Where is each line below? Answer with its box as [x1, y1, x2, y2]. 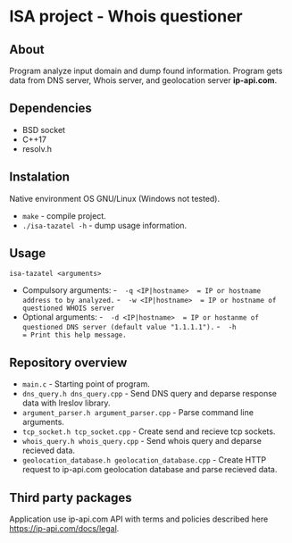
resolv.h [21, 143, 52, 154]
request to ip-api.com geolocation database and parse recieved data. [21, 464, 278, 475]
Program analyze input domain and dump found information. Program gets [9, 65, 283, 76]
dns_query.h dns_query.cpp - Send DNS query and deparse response [21, 388, 277, 399]
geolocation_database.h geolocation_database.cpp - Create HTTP [21, 455, 266, 465]
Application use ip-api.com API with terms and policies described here [9, 514, 269, 524]
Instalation [9, 170, 70, 185]
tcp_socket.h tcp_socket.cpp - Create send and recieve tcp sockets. [21, 426, 276, 437]
